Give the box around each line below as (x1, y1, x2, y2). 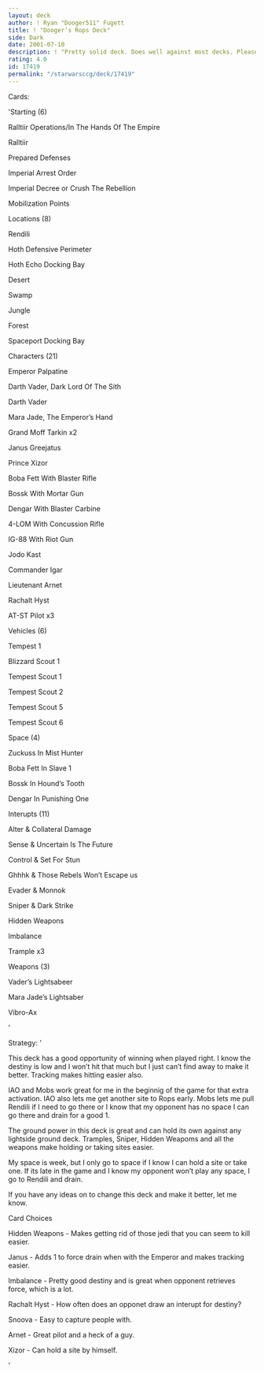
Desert (8, 275, 30, 284)
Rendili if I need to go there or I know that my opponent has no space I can (8, 1102, 250, 1111)
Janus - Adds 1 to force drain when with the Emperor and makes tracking (8, 1252, 245, 1261)
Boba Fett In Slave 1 (8, 763, 72, 773)
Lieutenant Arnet (8, 580, 63, 589)
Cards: (8, 91, 30, 101)
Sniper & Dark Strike (8, 900, 74, 910)
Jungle (8, 305, 31, 315)
